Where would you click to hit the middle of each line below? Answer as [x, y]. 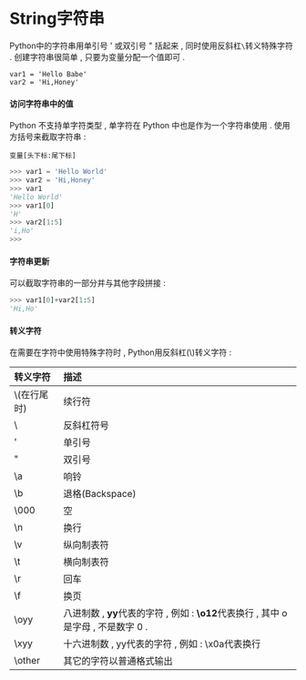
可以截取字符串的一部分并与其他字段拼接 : [87, 283]
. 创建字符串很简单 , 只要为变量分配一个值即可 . [97, 56]
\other [27, 661]
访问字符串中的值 [41, 103]
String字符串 [57, 19]
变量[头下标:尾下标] [43, 156]
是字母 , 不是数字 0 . [106, 627]
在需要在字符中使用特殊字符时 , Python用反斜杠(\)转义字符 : [121, 352]
